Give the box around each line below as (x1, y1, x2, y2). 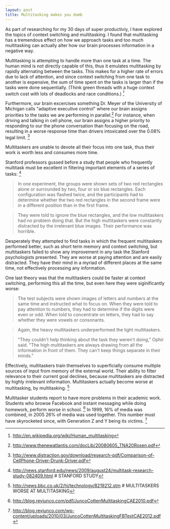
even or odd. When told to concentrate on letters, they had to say (17, 312, 154, 318)
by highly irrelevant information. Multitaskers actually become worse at (5, 379, 153, 385)
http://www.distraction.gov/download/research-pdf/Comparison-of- (12, 452, 155, 459)
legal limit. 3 (5, 133, 30, 140)
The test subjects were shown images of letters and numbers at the (17, 295, 158, 301)
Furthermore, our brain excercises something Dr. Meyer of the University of (5, 100, 162, 106)
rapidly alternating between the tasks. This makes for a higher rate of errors (5, 68, 163, 74)
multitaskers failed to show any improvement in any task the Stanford (5, 249, 149, 255)
